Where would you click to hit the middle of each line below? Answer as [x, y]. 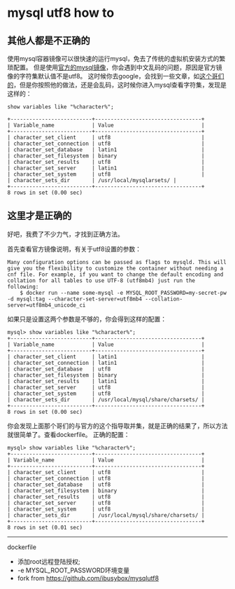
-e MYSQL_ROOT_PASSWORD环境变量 [73, 570]
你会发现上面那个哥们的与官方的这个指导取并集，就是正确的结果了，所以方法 [117, 426]
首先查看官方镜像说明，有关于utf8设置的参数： [74, 249]
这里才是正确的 [40, 216]
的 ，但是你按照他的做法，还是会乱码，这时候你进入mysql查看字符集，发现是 [117, 85]
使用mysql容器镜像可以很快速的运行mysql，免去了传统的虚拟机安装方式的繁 [116, 58]
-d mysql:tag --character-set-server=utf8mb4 [74, 299]
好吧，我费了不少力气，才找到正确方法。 [65, 234]
